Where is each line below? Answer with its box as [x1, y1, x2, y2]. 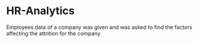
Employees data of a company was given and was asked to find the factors [6, 24, 193, 31]
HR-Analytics [6, 4, 75, 18]
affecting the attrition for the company [6, 29, 101, 37]
